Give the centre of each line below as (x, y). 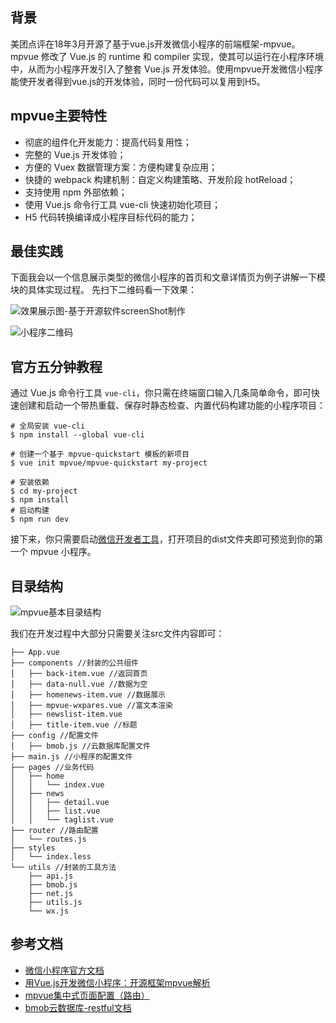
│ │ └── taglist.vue (62, 820)
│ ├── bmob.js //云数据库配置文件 (80, 746)
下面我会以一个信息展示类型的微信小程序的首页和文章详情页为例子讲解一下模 (168, 277)
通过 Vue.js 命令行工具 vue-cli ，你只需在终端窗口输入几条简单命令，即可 (161, 393)
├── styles (33, 848)
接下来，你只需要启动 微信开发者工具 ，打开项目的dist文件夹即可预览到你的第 (166, 539)
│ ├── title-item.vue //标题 (74, 725)
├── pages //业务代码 (52, 768)
